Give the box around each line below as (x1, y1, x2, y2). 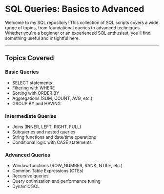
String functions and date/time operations (12, 134, 96, 140)
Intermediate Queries (5, 112, 57, 119)
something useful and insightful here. (5, 35, 80, 41)
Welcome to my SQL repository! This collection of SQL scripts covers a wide (5, 20, 159, 25)
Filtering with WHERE (12, 85, 55, 91)
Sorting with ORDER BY (12, 90, 60, 96)
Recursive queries (12, 173, 49, 179)
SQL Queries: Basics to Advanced (5, 3, 144, 15)
